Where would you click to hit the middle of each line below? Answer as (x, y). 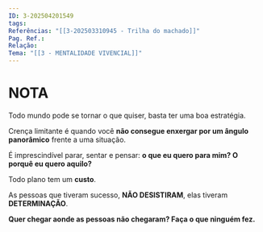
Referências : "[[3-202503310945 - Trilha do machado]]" (104, 31)
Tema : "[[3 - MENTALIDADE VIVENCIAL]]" (75, 53)
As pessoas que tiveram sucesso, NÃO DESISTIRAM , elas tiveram (118, 195)
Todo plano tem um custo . (52, 179)
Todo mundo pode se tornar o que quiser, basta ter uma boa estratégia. (127, 115)
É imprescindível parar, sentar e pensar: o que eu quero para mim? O (123, 155)
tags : (17, 23)
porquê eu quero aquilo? (50, 164)
